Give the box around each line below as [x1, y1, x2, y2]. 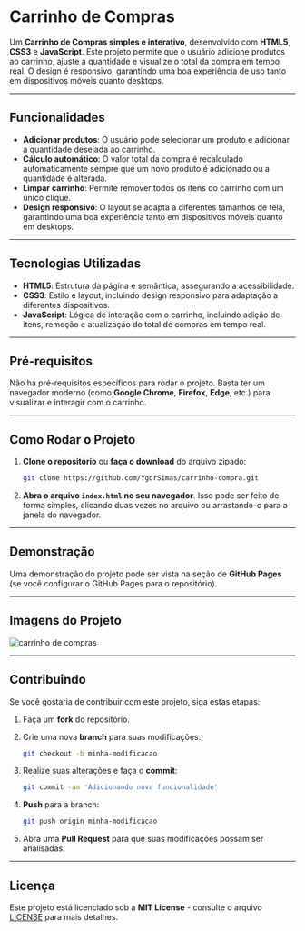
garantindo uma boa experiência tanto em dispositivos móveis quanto [22, 211, 283, 222]
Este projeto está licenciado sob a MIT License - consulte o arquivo [9, 902, 263, 913]
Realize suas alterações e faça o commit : [22, 766, 178, 776]
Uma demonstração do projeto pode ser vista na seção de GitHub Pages [9, 568, 282, 579]
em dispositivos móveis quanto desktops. [9, 75, 165, 85]
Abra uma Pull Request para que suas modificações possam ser [22, 834, 264, 845]
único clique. [22, 192, 71, 203]
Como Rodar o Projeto [9, 432, 136, 447]
